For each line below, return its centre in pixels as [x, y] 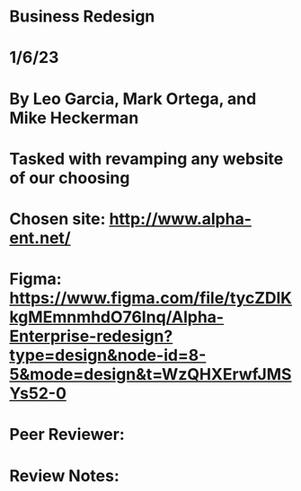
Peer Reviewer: [67, 435]
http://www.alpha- [181, 219]
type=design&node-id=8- [108, 355]
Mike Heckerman [74, 118]
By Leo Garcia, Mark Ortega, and [133, 98]
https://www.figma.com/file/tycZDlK [150, 298]
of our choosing [70, 178]
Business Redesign [82, 17]
